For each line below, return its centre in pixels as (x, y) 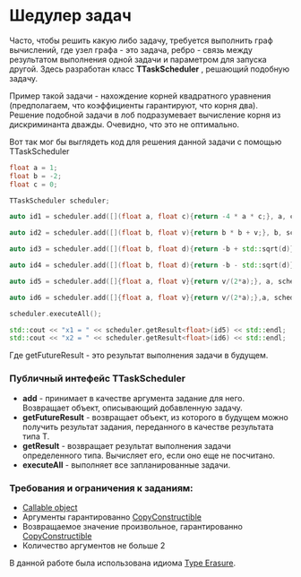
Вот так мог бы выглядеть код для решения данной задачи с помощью (146, 142)
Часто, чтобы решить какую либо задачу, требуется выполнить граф (141, 40)
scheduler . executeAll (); (56, 314)
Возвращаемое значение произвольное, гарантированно (133, 526)
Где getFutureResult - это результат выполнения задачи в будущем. (139, 356)
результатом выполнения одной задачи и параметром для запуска (138, 59)
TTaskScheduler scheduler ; (60, 201)
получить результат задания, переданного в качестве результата (148, 426)
